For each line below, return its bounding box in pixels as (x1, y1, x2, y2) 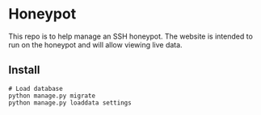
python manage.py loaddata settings (8, 98, 132, 107)
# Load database (8, 84, 63, 92)
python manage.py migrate (8, 92, 95, 100)
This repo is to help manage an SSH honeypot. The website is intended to (8, 31, 253, 41)
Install (8, 64, 40, 77)
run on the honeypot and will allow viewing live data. (8, 39, 183, 49)
